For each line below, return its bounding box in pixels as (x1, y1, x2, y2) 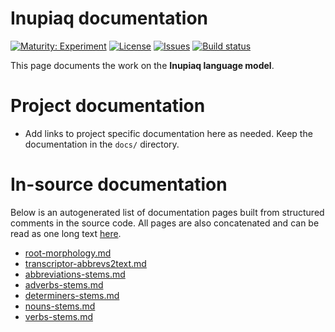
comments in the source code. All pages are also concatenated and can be (10, 217, 320, 229)
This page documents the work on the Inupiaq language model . (10, 59, 275, 71)
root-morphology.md (24, 247, 112, 259)
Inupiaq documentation (10, 7, 208, 30)
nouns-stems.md (24, 300, 96, 312)
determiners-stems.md (24, 289, 120, 301)
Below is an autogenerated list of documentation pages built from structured (10, 206, 325, 218)
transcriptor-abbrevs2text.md (24, 257, 147, 269)
